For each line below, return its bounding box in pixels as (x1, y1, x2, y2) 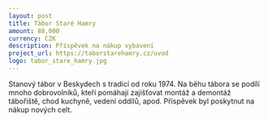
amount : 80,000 (8, 27, 60, 35)
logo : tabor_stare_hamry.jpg (8, 57, 107, 65)
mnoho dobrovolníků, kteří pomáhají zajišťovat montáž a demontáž (8, 87, 231, 97)
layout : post (8, 11, 53, 20)
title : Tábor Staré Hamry (8, 19, 96, 27)
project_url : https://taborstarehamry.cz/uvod (8, 49, 169, 57)
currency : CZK (8, 34, 57, 43)
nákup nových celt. (8, 104, 73, 114)
